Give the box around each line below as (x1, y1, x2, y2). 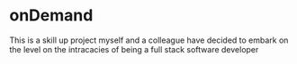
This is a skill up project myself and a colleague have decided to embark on (9, 35, 289, 45)
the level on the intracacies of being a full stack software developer (9, 44, 259, 54)
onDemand (9, 5, 94, 26)
